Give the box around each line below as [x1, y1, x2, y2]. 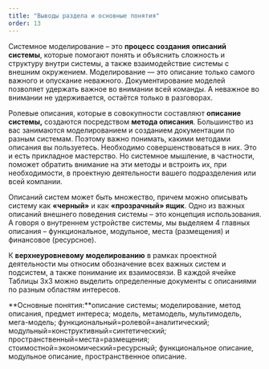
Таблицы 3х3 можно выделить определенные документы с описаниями [8, 276, 257, 285]
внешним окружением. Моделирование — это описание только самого [8, 67, 255, 76]
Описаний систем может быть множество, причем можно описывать [8, 192, 248, 202]
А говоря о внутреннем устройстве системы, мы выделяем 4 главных [8, 218, 251, 228]
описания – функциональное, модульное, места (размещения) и [8, 226, 230, 236]
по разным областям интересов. [8, 285, 120, 294]
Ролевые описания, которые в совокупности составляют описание [8, 108, 241, 117]
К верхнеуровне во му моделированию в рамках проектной [8, 250, 217, 260]
